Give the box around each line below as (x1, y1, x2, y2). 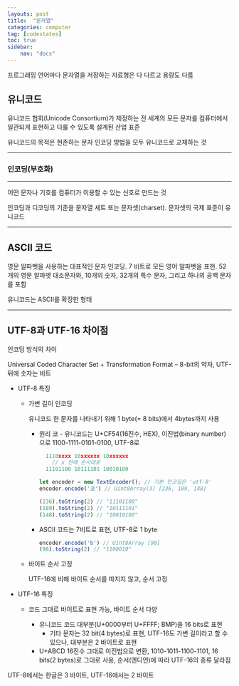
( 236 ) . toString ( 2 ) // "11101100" (38, 498, 139, 505)
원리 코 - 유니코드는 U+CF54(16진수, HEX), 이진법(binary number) (38, 429, 226, 438)
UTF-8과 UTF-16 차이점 (7, 325, 109, 337)
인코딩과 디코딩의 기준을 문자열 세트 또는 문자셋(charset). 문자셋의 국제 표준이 (7, 203, 224, 212)
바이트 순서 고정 (28, 560, 73, 568)
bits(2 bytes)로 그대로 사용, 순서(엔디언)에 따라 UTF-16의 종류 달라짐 (38, 656, 231, 665)
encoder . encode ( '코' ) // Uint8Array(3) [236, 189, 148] (38, 485, 207, 492)
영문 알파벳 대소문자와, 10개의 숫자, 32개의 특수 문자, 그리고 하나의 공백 (20, 271, 218, 279)
